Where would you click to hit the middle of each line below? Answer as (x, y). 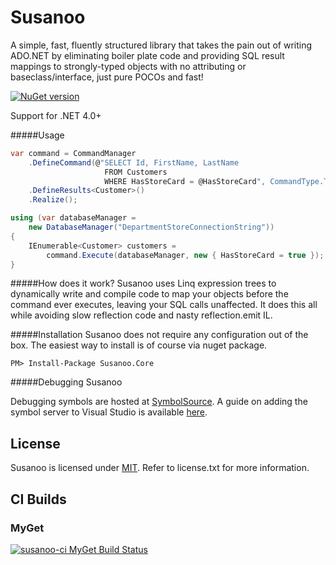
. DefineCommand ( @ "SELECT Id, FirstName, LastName (134, 162)
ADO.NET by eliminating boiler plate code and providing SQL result (147, 55)
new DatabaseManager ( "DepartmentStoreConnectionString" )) (151, 227)
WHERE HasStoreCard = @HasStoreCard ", (185, 181)
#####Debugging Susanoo (66, 382)
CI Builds (38, 499)
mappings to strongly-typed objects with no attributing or (128, 66)
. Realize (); (53, 200)
